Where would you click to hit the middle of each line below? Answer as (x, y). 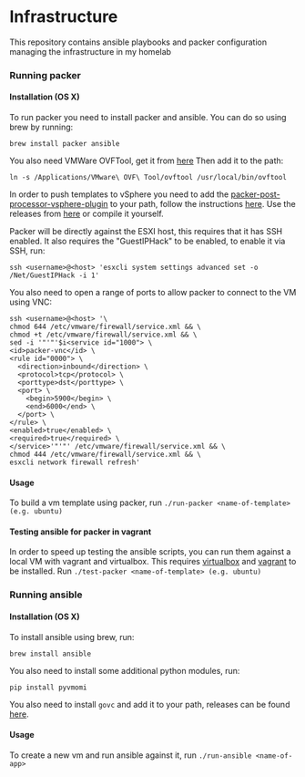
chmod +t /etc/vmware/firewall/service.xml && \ (103, 335)
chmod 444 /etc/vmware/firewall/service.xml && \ (106, 455)
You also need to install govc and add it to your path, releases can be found (150, 704)
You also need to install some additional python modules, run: (125, 670)
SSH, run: (27, 251)
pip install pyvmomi (49, 687)
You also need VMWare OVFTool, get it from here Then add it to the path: (147, 161)
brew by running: (41, 127)
